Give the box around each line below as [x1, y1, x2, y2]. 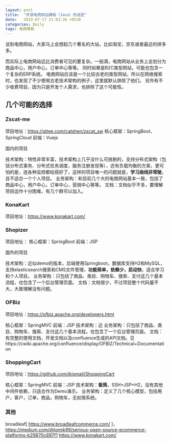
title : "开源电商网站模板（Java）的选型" [5, 12, 87, 17]
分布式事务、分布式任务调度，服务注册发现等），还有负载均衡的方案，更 [9, 162, 160, 168]
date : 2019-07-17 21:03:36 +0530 [5, 17, 81, 22]
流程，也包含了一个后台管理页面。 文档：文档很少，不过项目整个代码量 [5, 279, 154, 286]
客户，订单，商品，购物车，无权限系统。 [14, 395, 100, 401]
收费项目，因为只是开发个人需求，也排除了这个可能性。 [9, 84, 126, 90]
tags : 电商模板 [5, 27, 35, 32]
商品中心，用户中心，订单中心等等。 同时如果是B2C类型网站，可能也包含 [5, 65, 159, 71]
